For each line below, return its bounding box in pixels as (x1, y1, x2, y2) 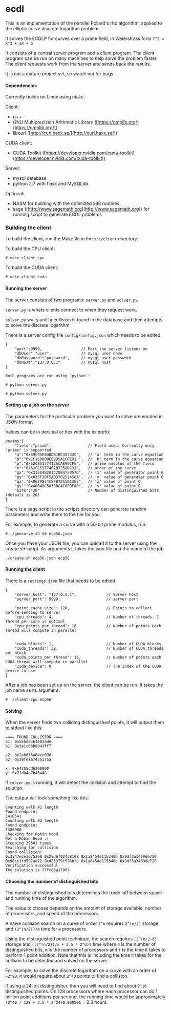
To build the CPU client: (5, 245, 55, 252)
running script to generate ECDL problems (12, 211, 102, 218)
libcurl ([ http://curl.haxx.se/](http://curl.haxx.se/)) (12, 130, 118, 136)
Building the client (5, 224, 52, 231)
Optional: (5, 191, 25, 197)
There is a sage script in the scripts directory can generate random (5, 506, 147, 512)
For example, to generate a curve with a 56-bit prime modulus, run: (5, 521, 147, 527)
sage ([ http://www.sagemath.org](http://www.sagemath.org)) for (12, 206, 149, 212)
